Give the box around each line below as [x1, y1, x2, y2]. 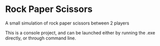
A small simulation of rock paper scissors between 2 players [5, 20, 129, 26]
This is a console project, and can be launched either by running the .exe [5, 29, 155, 35]
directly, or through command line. [5, 35, 76, 41]
